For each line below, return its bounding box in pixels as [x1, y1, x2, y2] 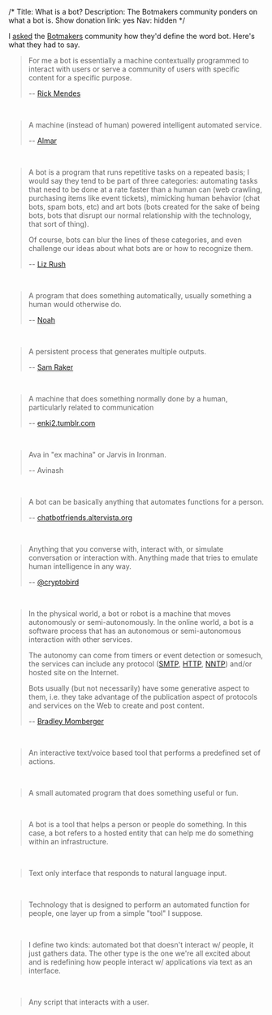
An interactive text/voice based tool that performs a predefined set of [28, 748, 261, 757]
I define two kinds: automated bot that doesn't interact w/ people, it [28, 940, 254, 949]
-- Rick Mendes [28, 89, 81, 98]
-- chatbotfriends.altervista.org [28, 513, 132, 523]
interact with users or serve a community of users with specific [28, 64, 240, 74]
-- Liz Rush [28, 259, 67, 269]
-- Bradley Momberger [28, 717, 104, 726]
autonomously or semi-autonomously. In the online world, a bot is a [28, 618, 254, 627]
